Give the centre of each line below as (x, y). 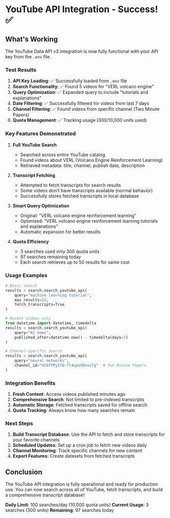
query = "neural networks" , (42, 361)
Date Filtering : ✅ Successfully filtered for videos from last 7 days (81, 103)
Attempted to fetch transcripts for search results (71, 185)
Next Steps (19, 423)
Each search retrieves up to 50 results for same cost (75, 262)
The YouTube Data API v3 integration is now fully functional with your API (82, 51)
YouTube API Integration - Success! (82, 9)
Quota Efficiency (31, 241)
